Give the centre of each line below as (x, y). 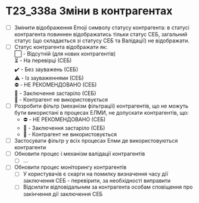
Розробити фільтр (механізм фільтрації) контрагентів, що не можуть (101, 106)
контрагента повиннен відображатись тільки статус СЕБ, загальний (101, 34)
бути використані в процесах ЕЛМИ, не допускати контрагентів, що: (101, 113)
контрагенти (30, 147)
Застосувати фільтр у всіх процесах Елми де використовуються (96, 141)
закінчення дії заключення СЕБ (63, 194)
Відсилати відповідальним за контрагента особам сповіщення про (108, 187)
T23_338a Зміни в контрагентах (89, 11)
